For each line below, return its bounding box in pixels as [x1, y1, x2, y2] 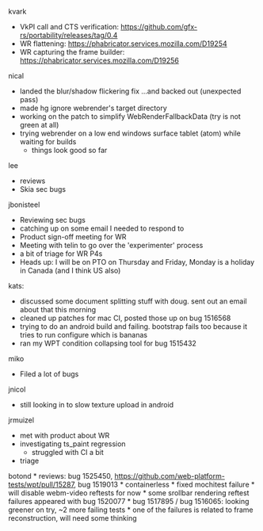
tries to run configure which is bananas [19, 330, 148, 339]
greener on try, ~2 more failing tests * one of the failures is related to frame [8, 505, 253, 514]
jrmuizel [8, 415, 34, 425]
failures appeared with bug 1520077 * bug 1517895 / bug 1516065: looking [8, 497, 250, 506]
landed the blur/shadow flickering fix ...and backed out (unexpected [19, 86, 242, 96]
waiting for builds [19, 137, 77, 146]
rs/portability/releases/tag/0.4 [19, 31, 118, 40]
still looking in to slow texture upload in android [19, 400, 174, 409]
